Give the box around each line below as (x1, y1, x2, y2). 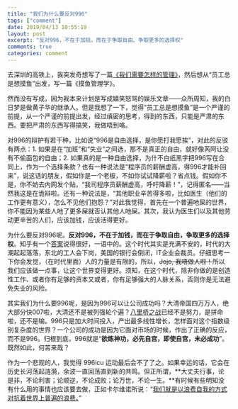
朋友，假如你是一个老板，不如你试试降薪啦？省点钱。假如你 (47, 171, 222, 179)
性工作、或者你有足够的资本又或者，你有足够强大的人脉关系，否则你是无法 (7, 274, 225, 284)
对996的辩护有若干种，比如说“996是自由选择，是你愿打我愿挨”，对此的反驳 (7, 135, 229, 144)
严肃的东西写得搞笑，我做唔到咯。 (31, 121, 132, 129)
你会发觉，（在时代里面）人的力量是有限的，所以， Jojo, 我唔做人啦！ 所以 (13, 257, 225, 266)
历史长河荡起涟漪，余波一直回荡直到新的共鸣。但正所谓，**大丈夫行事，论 (7, 366, 225, 376)
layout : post (7, 30, 46, 38)
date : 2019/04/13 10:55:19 (7, 23, 87, 30)
